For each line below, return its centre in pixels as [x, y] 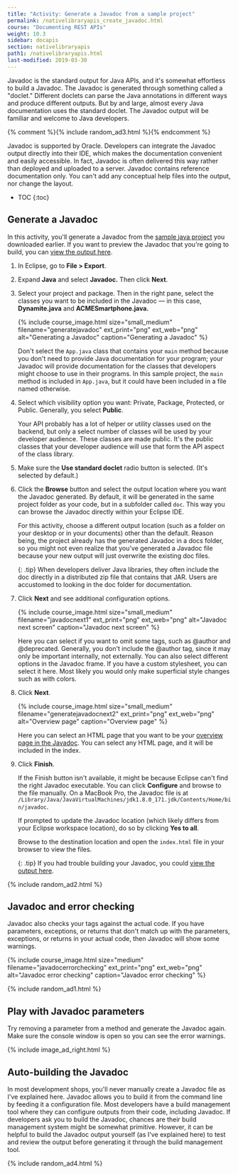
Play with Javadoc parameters [76, 1011]
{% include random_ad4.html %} [55, 1163]
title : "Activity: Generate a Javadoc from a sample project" [101, 14]
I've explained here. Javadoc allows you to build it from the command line [115, 1097]
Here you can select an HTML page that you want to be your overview [120, 735]
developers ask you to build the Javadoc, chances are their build [102, 1119]
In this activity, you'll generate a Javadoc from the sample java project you [116, 237]
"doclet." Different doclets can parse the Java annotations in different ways [117, 95]
